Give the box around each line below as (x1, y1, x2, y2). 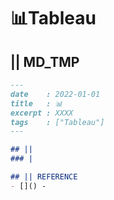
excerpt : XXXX (10, 108, 74, 118)
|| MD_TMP (10, 53, 80, 70)
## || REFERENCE (10, 172, 78, 182)
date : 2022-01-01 (10, 89, 101, 99)
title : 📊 (10, 98, 63, 109)
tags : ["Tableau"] (10, 117, 105, 127)
